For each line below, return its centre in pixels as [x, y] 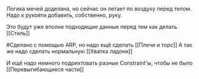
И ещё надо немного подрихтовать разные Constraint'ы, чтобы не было [100, 63]
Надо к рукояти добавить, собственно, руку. [65, 15]
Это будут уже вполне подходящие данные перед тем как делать [92, 27]
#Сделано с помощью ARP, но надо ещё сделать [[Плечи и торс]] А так [100, 45]
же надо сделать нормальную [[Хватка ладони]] [69, 51]
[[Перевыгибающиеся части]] [45, 69]
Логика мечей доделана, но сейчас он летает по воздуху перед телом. [99, 9]
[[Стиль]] [18, 33]
